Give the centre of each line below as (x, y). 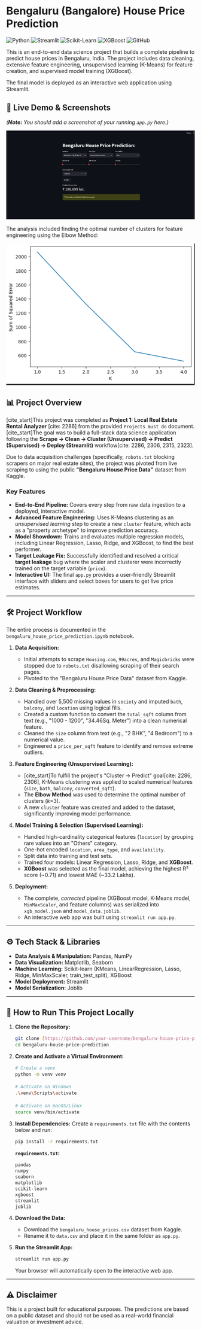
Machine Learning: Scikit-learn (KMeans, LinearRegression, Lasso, (98, 969)
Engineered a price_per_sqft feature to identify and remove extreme (108, 746)
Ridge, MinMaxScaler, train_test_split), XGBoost (73, 975)
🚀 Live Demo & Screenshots (59, 108)
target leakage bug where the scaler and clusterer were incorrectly (98, 562)
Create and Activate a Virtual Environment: (69, 1056)
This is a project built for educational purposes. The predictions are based (98, 1309)
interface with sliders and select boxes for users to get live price (94, 581)
